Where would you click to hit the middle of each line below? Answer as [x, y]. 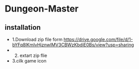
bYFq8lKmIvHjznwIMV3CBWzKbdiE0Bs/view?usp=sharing [73, 45]
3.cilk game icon [29, 61]
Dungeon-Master [42, 9]
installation [23, 27]
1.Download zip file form [37, 39]
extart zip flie [33, 55]
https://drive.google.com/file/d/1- [98, 39]
